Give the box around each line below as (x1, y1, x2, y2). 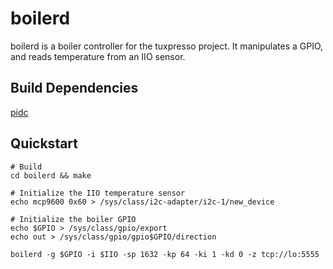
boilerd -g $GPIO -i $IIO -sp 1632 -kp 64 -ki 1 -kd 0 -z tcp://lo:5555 (10, 249, 320, 259)
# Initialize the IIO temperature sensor (10, 188, 186, 198)
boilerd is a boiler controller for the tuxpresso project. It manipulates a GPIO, (10, 40, 324, 52)
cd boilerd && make (10, 170, 92, 181)
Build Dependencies (10, 80, 139, 97)
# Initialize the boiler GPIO (10, 214, 137, 224)
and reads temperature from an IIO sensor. (10, 50, 186, 62)
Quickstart (10, 135, 79, 152)
